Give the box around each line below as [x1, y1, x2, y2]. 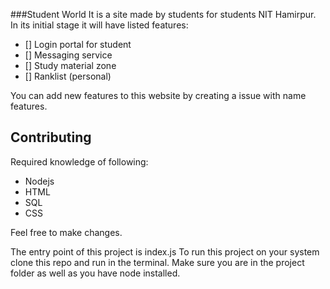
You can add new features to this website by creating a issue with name [10, 90, 307, 101]
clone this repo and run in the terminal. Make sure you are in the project [10, 256, 305, 268]
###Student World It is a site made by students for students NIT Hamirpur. [10, 9, 317, 20]
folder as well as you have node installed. [10, 267, 181, 279]
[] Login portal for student [24, 39, 132, 50]
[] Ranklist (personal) [24, 70, 112, 82]
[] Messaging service [24, 49, 113, 61]
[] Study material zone [24, 60, 117, 71]
